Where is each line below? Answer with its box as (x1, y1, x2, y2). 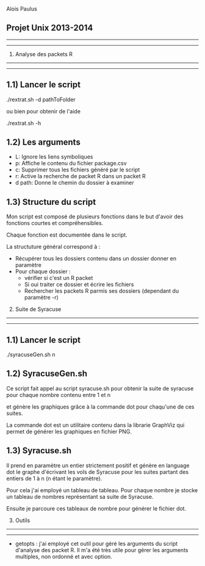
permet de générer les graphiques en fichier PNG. (6, 428, 132, 435)
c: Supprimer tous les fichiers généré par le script (15, 166, 140, 173)
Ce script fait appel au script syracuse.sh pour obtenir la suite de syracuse (6, 384, 194, 392)
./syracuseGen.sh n (6, 351, 56, 359)
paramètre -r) (24, 294, 59, 301)
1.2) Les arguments (6, 137, 81, 148)
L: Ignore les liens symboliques (15, 153, 93, 160)
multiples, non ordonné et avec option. (15, 553, 112, 560)
